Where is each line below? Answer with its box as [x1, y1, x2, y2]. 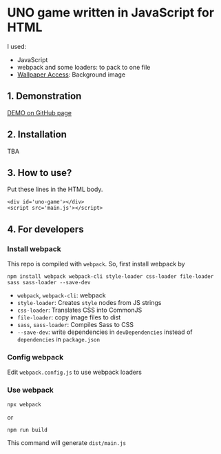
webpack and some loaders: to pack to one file [17, 63, 151, 71]
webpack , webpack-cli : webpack [17, 291, 106, 299]
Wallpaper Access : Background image [17, 70, 126, 79]
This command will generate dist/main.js [7, 438, 126, 446]
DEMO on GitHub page [7, 108, 72, 117]
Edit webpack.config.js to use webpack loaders [7, 368, 143, 377]
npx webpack [7, 401, 41, 408]
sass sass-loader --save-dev [7, 279, 91, 286]
